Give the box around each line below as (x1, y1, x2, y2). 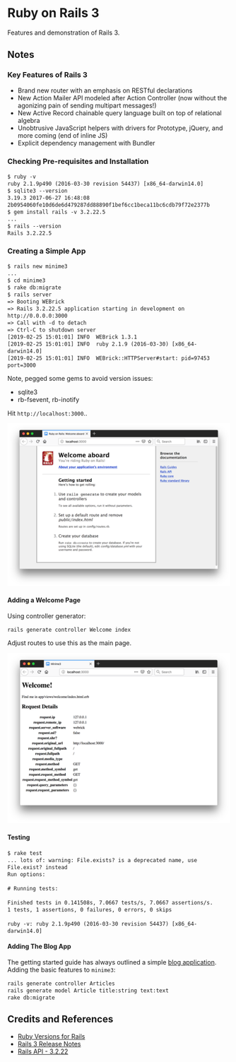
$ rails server (7, 291, 52, 298)
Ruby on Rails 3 (7, 5, 100, 21)
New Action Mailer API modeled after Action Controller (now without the (17, 93, 228, 102)
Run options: (7, 871, 46, 878)
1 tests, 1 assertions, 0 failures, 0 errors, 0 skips (7, 906, 172, 913)
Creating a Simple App (7, 246, 86, 256)
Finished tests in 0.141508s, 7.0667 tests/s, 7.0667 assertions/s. (7, 899, 213, 906)
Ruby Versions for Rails (17, 1032, 85, 1040)
